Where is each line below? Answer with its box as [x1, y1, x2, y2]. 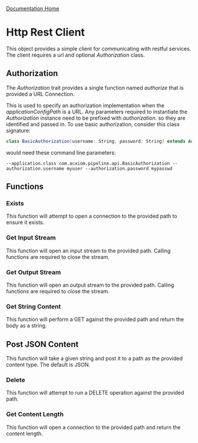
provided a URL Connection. [6, 90, 75, 97]
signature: [6, 127, 31, 134]
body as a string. [6, 322, 47, 329]
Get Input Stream [6, 234, 56, 242]
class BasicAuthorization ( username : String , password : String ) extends [6, 138, 186, 144]
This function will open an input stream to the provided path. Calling [6, 247, 171, 254]
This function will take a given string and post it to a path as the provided [6, 355, 183, 362]
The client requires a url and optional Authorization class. [6, 51, 146, 58]
